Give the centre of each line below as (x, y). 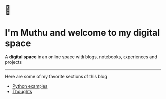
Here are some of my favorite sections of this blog (56, 77)
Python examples (30, 86)
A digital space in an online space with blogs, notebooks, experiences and (81, 57)
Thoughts (22, 92)
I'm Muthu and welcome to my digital (83, 33)
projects (14, 62)
